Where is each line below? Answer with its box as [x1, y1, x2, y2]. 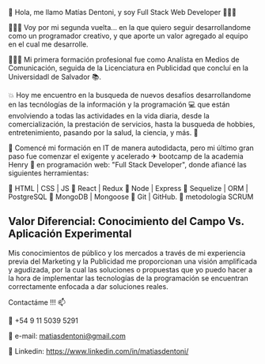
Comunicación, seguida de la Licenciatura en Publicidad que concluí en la [8, 63, 249, 73]
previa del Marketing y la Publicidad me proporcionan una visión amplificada [8, 257, 257, 266]
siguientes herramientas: [8, 168, 89, 178]
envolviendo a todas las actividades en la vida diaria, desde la [8, 111, 210, 120]
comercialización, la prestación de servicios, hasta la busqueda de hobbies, [8, 119, 256, 129]
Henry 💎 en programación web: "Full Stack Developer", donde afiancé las [8, 160, 247, 169]
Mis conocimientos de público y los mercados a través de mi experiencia [8, 248, 246, 257]
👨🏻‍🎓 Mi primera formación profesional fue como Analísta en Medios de [8, 55, 240, 64]
